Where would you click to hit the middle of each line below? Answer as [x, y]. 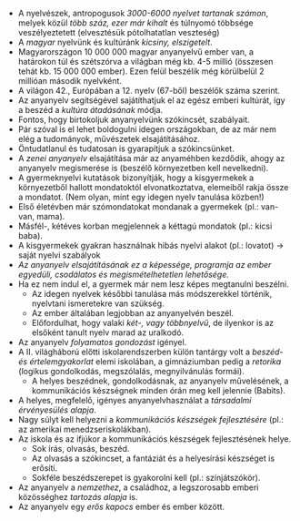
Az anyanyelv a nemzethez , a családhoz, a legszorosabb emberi [138, 487]
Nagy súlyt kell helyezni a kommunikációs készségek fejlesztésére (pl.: [151, 419]
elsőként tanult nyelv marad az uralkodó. [108, 332]
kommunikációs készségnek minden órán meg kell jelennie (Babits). [159, 390]
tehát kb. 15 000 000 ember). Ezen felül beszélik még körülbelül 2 [141, 71]
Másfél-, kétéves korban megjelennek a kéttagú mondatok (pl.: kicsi [145, 226]
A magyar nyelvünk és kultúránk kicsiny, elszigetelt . [115, 42]
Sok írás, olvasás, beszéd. [80, 449]
